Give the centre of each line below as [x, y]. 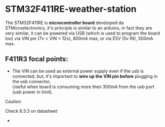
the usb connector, [31, 81]
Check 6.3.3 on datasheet [31, 111]
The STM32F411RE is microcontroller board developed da [64, 23]
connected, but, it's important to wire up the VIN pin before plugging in [85, 76]
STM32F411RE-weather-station [71, 9]
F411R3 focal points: [37, 59]
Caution [13, 101]
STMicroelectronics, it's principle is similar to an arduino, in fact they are [79, 28]
